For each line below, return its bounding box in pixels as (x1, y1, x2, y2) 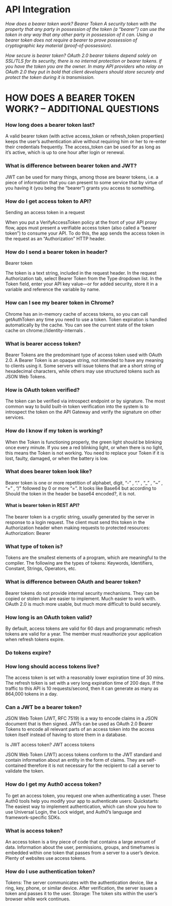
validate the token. (5, 768, 45, 774)
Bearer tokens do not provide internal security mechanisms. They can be (5, 590, 160, 596)
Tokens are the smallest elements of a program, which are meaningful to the (5, 554, 167, 561)
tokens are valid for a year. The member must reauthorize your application (5, 630, 162, 637)
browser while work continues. (5, 896, 71, 902)
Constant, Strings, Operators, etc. (5, 566, 77, 572)
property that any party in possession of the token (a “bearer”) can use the (5, 26, 165, 32)
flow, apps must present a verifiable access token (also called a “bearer (5, 225, 157, 231)
